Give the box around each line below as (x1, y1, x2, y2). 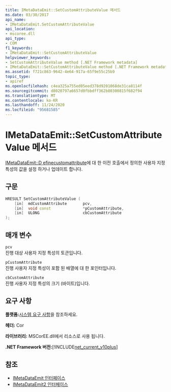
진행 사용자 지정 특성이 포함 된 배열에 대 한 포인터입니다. (5, 265, 117, 271)
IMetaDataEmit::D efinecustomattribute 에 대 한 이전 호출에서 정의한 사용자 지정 (5, 159, 165, 166)
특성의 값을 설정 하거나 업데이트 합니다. (5, 166, 83, 172)
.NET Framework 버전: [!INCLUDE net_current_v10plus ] (5, 343, 118, 350)
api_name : (5, 17, 26, 22)
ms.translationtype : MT (5, 93, 56, 98)
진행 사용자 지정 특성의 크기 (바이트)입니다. (5, 280, 90, 286)
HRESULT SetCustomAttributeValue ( (5, 196, 81, 201)
